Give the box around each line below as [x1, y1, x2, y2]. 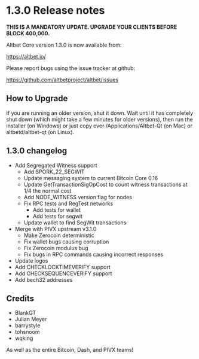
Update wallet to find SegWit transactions [23, 219, 127, 226]
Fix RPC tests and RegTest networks [23, 200, 114, 207]
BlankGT [14, 309, 36, 317]
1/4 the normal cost [23, 187, 72, 194]
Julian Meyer [14, 315, 47, 323]
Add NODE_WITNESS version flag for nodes [23, 193, 133, 200]
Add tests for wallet [32, 206, 81, 213]
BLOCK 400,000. [6, 29, 50, 36]
